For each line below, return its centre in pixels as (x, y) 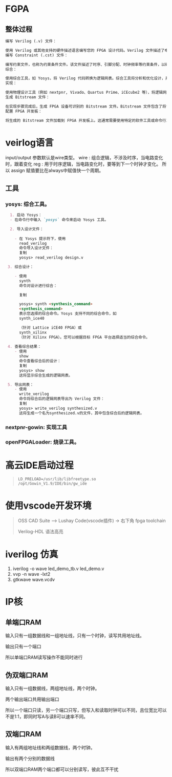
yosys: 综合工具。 (28, 204)
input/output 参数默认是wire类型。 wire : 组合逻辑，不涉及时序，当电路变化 (84, 158)
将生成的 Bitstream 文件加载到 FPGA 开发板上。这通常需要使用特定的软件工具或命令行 (86, 120)
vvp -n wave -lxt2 (31, 574)
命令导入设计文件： (36, 248)
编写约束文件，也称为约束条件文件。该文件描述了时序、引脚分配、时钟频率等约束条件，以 (85, 65)
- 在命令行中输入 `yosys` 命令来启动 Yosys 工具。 (59, 220)
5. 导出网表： (21, 385)
